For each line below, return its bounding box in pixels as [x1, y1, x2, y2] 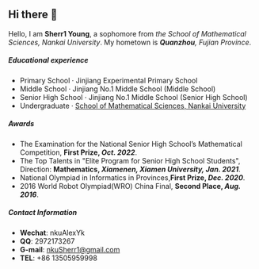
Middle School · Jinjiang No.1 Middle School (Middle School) [19, 84, 216, 94]
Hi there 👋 [8, 8, 58, 21]
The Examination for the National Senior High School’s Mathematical [19, 139, 243, 148]
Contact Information [8, 208, 78, 217]
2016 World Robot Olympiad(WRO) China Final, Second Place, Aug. [19, 181, 242, 190]
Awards [8, 119, 35, 129]
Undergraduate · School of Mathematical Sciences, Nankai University [19, 101, 246, 110]
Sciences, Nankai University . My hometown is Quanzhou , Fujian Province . [8, 37, 252, 47]
